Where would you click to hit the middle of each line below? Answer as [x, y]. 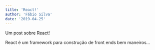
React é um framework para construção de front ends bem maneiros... [78, 43]
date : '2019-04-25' [25, 19]
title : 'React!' [22, 10]
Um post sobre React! [27, 33]
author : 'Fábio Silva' [29, 14]
